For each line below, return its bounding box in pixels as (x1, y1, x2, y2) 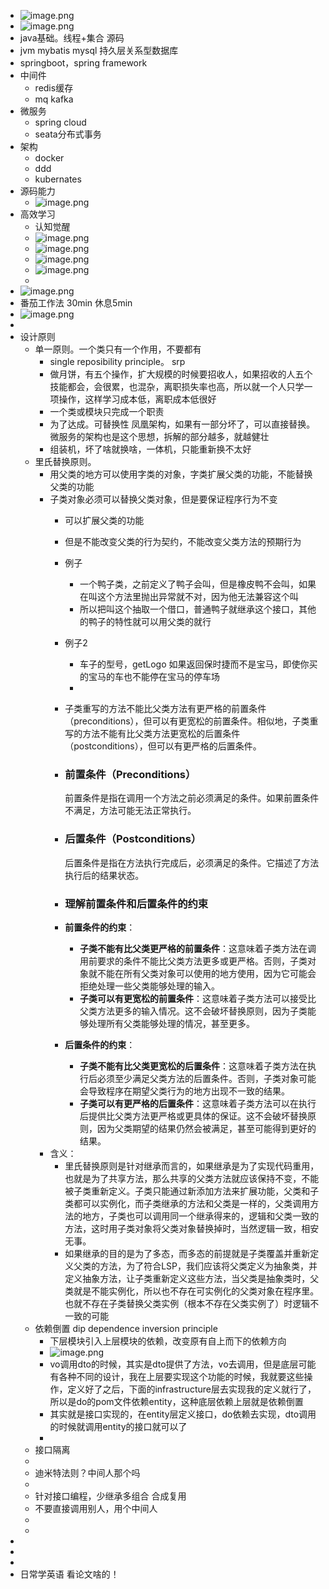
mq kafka (34, 93, 74, 105)
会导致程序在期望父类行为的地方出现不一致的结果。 (79, 1085, 290, 1097)
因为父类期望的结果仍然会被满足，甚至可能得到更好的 (96, 1122, 317, 1134)
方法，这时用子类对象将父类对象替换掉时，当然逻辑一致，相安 (64, 1222, 320, 1234)
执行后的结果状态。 (64, 869, 145, 881)
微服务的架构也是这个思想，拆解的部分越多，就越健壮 (49, 431, 270, 442)
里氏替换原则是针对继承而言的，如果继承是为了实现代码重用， (64, 1160, 320, 1172)
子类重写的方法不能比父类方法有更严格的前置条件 (64, 703, 267, 714)
